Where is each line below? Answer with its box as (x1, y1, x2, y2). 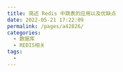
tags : (7, 49, 23, 56)
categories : (7, 29, 41, 36)
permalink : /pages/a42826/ (7, 23, 84, 29)
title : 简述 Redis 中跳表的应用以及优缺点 (7, 10, 116, 17)
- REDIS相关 (13, 42, 46, 49)
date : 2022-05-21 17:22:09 (7, 16, 84, 23)
